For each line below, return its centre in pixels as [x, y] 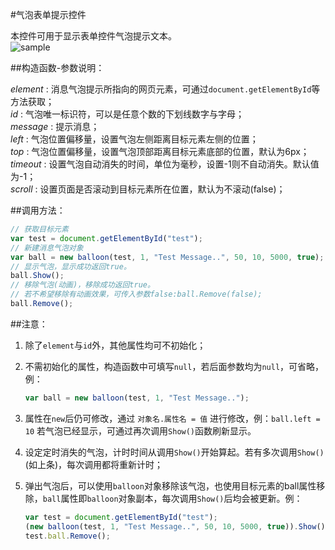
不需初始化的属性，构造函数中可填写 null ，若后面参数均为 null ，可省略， [174, 366]
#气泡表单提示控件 [48, 14]
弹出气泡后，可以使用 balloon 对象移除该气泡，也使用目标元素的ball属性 [170, 485]
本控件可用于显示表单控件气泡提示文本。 [93, 36]
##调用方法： [38, 210]
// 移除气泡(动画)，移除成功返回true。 [82, 285]
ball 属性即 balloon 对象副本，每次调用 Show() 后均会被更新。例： [172, 498]
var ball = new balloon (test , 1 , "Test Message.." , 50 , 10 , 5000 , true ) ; [167, 257]
